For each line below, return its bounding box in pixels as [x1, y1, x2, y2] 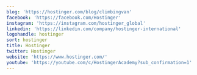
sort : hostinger [6, 37, 48, 43]
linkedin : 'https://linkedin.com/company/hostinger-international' [6, 25, 182, 32]
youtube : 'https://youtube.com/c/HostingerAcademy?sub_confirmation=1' [6, 59, 192, 65]
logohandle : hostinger [6, 31, 64, 37]
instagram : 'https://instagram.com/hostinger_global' [6, 20, 146, 26]
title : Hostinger [6, 43, 51, 49]
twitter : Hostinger [6, 48, 56, 54]
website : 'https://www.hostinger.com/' [6, 54, 108, 60]
